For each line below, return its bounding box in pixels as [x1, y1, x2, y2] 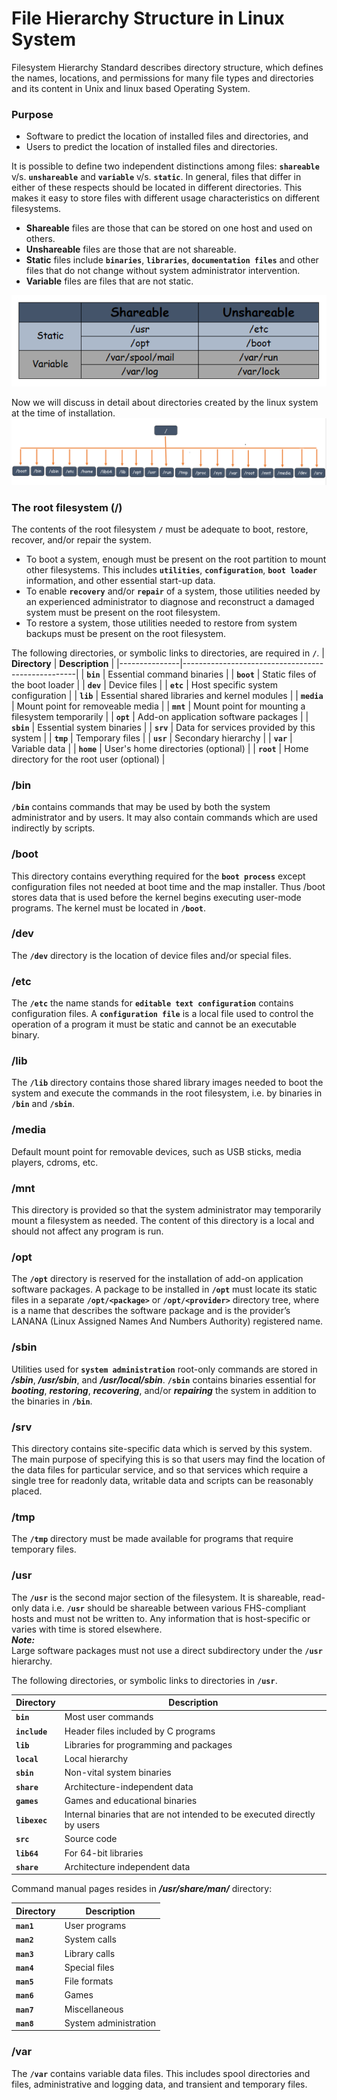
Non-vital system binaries [64, 1767, 172, 1779]
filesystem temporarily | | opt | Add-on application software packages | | [11, 710, 309, 722]
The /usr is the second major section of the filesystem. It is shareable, [11, 1591, 301, 1603]
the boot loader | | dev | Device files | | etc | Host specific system [11, 678, 279, 691]
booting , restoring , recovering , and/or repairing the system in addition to [11, 1384, 317, 1396]
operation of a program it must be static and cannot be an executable [11, 1018, 297, 1031]
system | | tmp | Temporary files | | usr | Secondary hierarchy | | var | [11, 732, 293, 744]
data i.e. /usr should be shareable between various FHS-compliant [30, 1602, 307, 1614]
